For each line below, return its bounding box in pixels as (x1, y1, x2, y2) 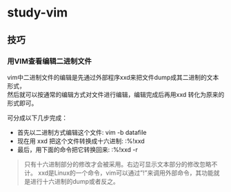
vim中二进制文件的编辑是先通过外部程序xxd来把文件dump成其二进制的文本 (7, 73, 219, 81)
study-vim (7, 5, 68, 21)
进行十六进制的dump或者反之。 (30, 177, 119, 185)
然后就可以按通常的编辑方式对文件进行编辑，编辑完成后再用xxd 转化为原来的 (7, 90, 225, 98)
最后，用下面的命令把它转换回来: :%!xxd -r (17, 145, 138, 153)
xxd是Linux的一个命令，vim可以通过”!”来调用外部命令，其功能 (37, 169, 214, 177)
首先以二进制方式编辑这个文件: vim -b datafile (17, 128, 147, 136)
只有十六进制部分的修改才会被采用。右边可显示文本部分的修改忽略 (23, 160, 212, 168)
